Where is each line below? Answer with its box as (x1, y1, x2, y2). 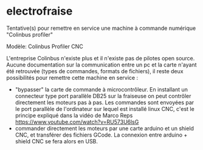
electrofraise (6, 4, 73, 18)
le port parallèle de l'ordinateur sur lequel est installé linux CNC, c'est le (15, 105, 194, 112)
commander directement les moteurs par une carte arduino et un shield (15, 124, 194, 132)
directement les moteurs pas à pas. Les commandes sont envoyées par (15, 99, 194, 106)
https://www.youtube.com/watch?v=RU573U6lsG (15, 118, 139, 126)
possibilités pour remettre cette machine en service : (6, 74, 139, 81)
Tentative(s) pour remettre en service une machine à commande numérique (6, 24, 196, 32)
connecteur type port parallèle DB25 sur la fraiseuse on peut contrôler (15, 92, 191, 99)
